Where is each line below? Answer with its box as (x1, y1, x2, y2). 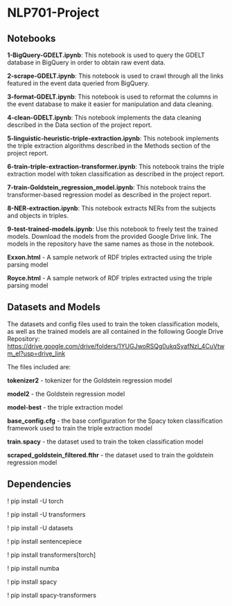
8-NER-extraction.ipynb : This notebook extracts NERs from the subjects (7, 204, 216, 212)
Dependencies (7, 478, 71, 490)
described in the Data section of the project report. (7, 121, 152, 129)
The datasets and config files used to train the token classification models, (7, 319, 220, 328)
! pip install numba (7, 564, 60, 572)
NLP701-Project (7, 5, 100, 21)
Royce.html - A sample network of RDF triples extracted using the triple (7, 274, 213, 282)
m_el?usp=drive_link (7, 349, 66, 357)
